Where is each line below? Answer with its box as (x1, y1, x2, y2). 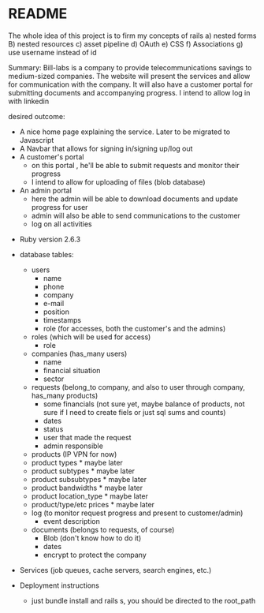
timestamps (43, 315, 81, 324)
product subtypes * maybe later (31, 466, 136, 476)
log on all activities (31, 219, 92, 229)
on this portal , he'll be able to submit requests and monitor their (31, 160, 240, 170)
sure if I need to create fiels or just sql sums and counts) (43, 407, 226, 417)
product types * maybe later (31, 458, 124, 467)
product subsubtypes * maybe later (31, 474, 147, 484)
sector (43, 374, 65, 383)
